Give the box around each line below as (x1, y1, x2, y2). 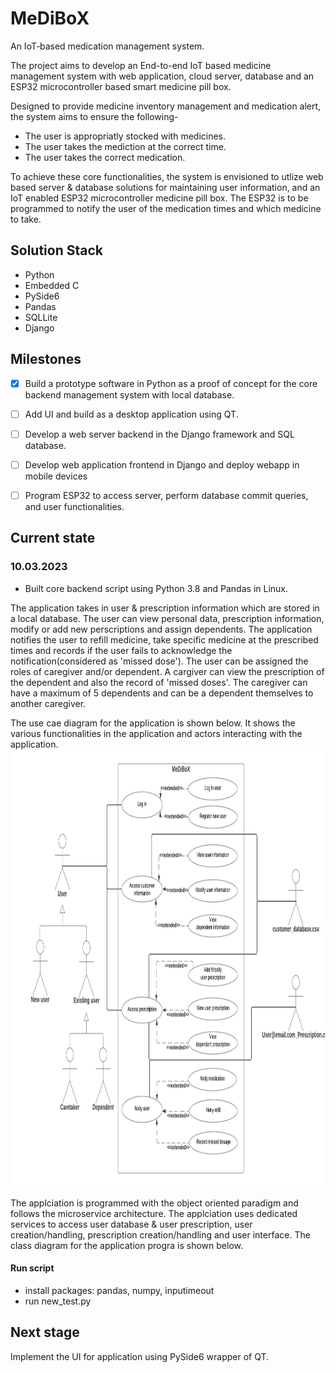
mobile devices (24, 470, 88, 482)
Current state (10, 530, 96, 547)
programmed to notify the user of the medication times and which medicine (10, 202, 322, 214)
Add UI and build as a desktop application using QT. (24, 408, 239, 420)
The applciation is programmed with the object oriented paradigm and (10, 1197, 299, 1209)
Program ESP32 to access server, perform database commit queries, (24, 489, 309, 501)
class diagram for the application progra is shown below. (10, 1239, 243, 1251)
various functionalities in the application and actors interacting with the (10, 727, 303, 739)
